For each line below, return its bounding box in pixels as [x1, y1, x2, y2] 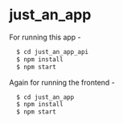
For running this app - [9, 32, 81, 42]
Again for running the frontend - [9, 77, 116, 87]
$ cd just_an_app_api [16, 48, 89, 56]
